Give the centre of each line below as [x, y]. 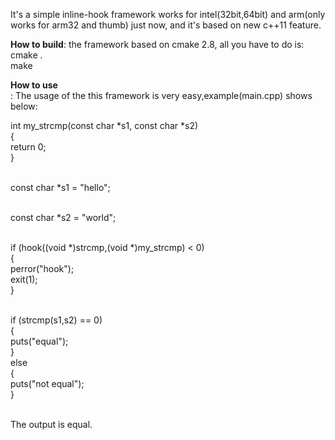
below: [24, 106]
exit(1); [24, 279]
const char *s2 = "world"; [63, 217]
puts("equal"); [39, 341]
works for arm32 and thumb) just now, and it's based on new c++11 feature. [166, 25]
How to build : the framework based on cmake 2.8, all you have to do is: [157, 44]
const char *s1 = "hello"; [60, 187]
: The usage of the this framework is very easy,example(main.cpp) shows [161, 95]
